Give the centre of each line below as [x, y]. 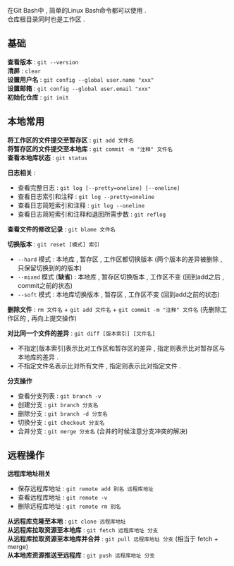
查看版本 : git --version [43, 61]
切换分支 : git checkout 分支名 [61, 422]
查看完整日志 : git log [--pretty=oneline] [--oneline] [99, 187]
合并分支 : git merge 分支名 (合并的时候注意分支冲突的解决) [103, 431]
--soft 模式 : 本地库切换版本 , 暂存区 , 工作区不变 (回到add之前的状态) [118, 294]
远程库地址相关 [29, 474]
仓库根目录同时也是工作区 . [46, 19]
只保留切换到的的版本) [50, 267]
